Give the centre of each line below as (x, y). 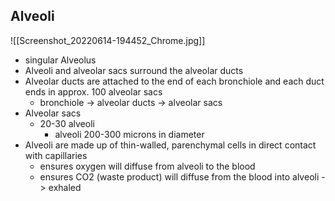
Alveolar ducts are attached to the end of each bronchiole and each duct (174, 81)
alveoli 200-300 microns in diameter (129, 134)
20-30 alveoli (67, 123)
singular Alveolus (60, 60)
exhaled (65, 187)
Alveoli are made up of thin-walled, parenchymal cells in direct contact (170, 145)
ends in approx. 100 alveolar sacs (93, 91)
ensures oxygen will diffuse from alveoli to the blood (147, 166)
